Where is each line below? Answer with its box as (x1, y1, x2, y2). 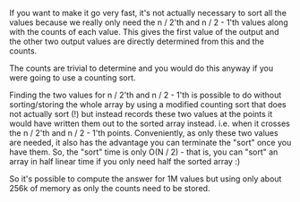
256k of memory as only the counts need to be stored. (9, 183, 210, 193)
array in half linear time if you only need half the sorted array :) (9, 156, 241, 166)
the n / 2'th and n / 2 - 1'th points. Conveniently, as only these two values (9, 128, 279, 138)
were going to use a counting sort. (9, 72, 136, 83)
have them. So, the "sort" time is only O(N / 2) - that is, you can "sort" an (9, 147, 279, 157)
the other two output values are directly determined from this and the (9, 36, 264, 46)
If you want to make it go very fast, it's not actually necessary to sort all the (9, 8, 287, 18)
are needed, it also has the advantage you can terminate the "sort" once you (9, 138, 292, 147)
